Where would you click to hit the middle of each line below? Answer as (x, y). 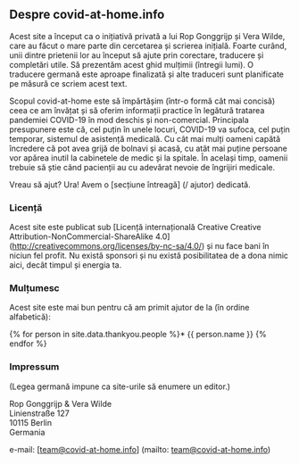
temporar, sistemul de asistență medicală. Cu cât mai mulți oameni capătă (145, 138)
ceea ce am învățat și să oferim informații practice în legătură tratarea (137, 110)
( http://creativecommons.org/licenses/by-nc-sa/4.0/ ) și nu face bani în (139, 246)
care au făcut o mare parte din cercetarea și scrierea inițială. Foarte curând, (148, 46)
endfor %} (28, 344)
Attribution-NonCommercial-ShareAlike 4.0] (90, 236)
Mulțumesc (34, 288)
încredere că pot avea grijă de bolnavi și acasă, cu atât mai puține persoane (148, 148)
